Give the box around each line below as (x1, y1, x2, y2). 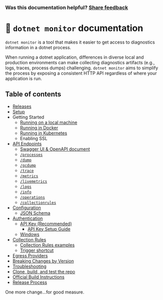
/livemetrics (20, 179, 48, 184)
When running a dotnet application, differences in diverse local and (5, 54, 144, 60)
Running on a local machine (20, 119, 78, 125)
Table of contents (5, 90, 61, 99)
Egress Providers (12, 252, 48, 258)
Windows (20, 231, 40, 237)
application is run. (5, 75, 42, 81)
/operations (20, 195, 45, 200)
